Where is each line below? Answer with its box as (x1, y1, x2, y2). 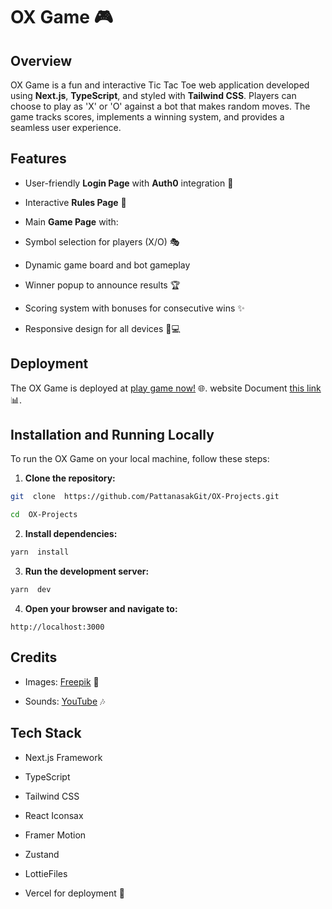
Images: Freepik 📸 (24, 675, 100, 688)
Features (10, 150, 67, 168)
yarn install (10, 547, 70, 558)
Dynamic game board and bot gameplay (24, 259, 191, 271)
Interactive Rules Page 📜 (24, 196, 127, 208)
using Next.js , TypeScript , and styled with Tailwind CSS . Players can (10, 90, 297, 101)
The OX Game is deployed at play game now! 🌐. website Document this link (10, 382, 322, 394)
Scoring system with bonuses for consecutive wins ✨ (24, 302, 245, 314)
